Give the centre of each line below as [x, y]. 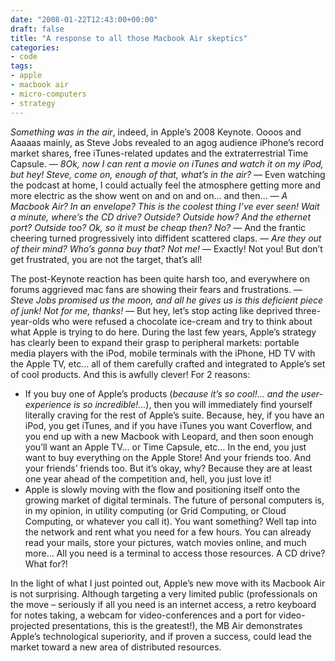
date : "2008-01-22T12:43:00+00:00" [84, 19]
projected [30, 625]
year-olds [30, 321]
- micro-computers [48, 94]
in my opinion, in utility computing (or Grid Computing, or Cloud [155, 510]
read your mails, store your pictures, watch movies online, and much [165, 542]
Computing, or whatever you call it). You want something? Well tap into [170, 521]
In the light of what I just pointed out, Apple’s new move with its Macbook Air [168, 583]
